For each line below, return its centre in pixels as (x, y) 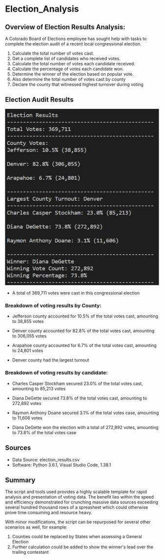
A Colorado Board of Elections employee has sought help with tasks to (76, 39)
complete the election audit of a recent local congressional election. (73, 44)
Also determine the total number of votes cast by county (69, 79)
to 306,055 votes (29, 336)
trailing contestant (30, 552)
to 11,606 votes (27, 418)
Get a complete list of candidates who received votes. (66, 59)
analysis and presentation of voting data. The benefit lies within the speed (79, 497)
